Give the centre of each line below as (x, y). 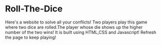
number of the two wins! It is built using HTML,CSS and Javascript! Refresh (81, 32)
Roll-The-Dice (34, 9)
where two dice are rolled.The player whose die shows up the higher (74, 27)
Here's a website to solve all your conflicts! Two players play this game (76, 22)
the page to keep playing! (30, 37)
